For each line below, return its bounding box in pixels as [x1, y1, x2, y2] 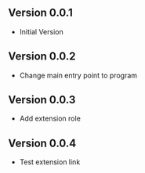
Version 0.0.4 [8, 136, 77, 150]
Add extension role [19, 114, 81, 124]
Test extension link [19, 157, 81, 167]
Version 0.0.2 [8, 50, 76, 63]
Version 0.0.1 [8, 6, 73, 20]
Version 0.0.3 [8, 93, 76, 106]
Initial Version [19, 27, 64, 36]
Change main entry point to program [19, 70, 138, 80]
